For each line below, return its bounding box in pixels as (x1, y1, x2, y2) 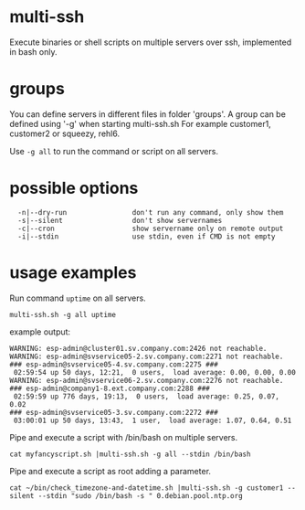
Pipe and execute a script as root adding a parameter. (9, 465, 212, 476)
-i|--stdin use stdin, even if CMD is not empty (17, 231, 276, 241)
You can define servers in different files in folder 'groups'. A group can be (9, 108, 286, 120)
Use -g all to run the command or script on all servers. (9, 145, 219, 156)
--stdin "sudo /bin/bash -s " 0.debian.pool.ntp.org (37, 491, 244, 500)
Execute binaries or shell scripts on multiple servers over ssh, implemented (9, 37, 292, 48)
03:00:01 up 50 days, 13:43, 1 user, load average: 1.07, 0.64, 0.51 (13, 416, 292, 425)
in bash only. (9, 46, 58, 57)
